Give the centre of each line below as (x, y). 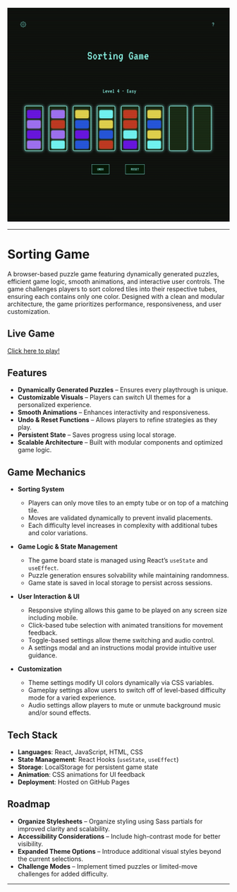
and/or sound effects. (60, 713)
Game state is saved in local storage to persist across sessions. (120, 583)
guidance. (43, 655)
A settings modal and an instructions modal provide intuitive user (122, 648)
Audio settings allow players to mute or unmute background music (124, 705)
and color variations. (58, 533)
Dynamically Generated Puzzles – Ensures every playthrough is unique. (123, 390)
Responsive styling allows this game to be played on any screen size (128, 610)
